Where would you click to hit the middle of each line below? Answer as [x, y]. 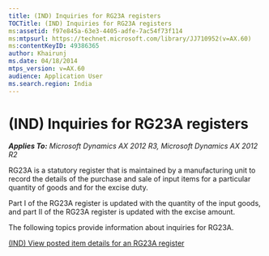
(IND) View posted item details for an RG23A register [96, 243]
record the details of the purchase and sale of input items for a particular [130, 179]
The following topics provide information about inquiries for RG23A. [121, 228]
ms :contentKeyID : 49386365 [54, 46]
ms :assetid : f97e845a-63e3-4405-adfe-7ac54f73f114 [96, 31]
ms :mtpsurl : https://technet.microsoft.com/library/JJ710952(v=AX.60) [130, 38]
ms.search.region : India [50, 83]
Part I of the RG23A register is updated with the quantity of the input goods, [134, 203]
